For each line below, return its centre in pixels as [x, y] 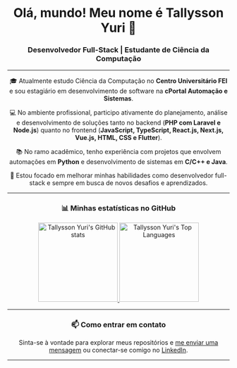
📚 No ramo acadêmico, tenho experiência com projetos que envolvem [119, 152]
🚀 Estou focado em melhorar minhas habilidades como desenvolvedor [112, 176]
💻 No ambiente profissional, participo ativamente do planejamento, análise [119, 113]
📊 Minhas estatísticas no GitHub [119, 208]
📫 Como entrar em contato [119, 324]
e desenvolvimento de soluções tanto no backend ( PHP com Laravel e [119, 123]
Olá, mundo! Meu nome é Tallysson [119, 13]
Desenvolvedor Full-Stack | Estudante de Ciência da [119, 50]
